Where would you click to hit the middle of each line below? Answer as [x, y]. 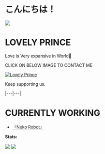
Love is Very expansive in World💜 [38, 56]
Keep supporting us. [25, 84]
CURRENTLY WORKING [53, 113]
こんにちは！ [31, 9]
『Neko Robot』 [28, 127]
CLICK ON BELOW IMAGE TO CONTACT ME [49, 65]
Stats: [11, 137]
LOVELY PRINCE [38, 42]
